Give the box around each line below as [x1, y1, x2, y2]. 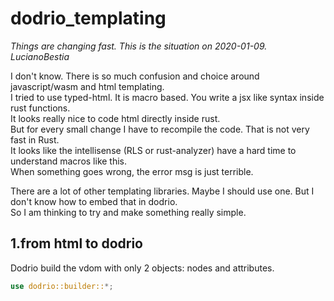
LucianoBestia [10, 50, 70, 62]
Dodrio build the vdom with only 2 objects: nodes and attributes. [10, 262, 275, 274]
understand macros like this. [10, 155, 128, 167]
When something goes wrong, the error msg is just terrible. [10, 165, 254, 177]
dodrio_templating [10, 7, 167, 30]
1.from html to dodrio [10, 235, 143, 252]
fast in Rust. [10, 133, 60, 146]
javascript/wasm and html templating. [10, 80, 165, 92]
